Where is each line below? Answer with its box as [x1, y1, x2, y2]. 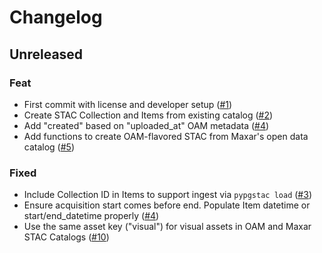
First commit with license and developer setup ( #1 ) [23, 98, 233, 110]
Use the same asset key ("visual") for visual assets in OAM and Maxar [23, 221, 312, 233]
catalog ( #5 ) [23, 141, 75, 153]
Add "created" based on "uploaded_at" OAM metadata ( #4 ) [23, 119, 270, 131]
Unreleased [9, 46, 84, 63]
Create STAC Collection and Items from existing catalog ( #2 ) [23, 109, 274, 121]
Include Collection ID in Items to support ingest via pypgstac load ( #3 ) [23, 189, 312, 201]
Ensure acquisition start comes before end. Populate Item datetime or [23, 199, 311, 211]
